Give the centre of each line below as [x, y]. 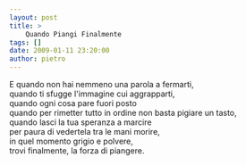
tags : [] [25, 42]
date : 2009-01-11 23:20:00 [59, 51]
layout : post [34, 17]
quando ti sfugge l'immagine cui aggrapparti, [93, 94]
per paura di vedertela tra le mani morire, [85, 132]
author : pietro [38, 59]
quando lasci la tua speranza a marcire [81, 122]
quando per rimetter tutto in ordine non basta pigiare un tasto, [123, 113]
